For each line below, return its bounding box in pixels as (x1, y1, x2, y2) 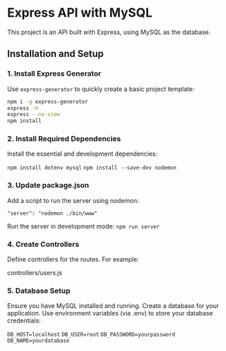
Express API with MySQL (7, 5, 153, 21)
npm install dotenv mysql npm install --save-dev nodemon (7, 165, 177, 172)
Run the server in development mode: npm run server (7, 222, 160, 230)
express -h (7, 104, 39, 112)
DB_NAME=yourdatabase (7, 337, 70, 345)
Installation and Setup (7, 48, 104, 60)
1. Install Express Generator (7, 69, 102, 79)
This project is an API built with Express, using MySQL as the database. (7, 28, 211, 36)
